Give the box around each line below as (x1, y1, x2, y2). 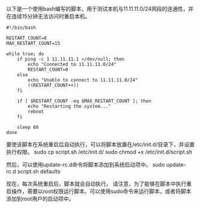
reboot (28, 108, 44, 114)
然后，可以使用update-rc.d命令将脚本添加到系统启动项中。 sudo (6, 161, 165, 168)
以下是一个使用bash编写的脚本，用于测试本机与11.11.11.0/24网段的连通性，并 (6, 5, 194, 12)
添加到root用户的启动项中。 (6, 195, 74, 202)
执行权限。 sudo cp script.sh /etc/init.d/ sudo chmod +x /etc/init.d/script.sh (6, 149, 193, 155)
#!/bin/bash (6, 25, 36, 31)
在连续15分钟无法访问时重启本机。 (6, 13, 91, 20)
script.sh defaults (17, 168, 61, 175)
